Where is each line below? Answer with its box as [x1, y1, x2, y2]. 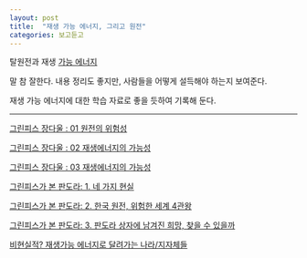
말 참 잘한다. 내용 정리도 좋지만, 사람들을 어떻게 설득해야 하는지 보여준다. [9, 76, 268, 87]
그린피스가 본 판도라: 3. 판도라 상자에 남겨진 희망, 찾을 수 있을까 [9, 220, 236, 231]
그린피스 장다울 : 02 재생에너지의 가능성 [9, 142, 152, 153]
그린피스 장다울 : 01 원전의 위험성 [9, 123, 128, 134]
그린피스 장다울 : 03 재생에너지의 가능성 [9, 161, 152, 173]
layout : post [9, 13, 59, 23]
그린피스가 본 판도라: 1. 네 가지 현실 [9, 181, 134, 192]
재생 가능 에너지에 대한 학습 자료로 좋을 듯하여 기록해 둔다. [9, 95, 217, 106]
